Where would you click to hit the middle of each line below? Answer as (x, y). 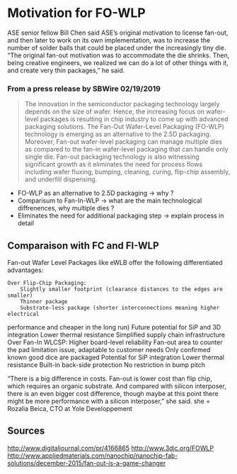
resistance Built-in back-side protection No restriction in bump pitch (106, 365)
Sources (26, 431)
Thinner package (44, 302)
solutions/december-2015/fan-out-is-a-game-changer (87, 463)
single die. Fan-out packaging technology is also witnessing (112, 157)
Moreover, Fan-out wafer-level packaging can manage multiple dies (123, 142)
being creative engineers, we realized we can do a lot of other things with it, (118, 62)
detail (25, 223)
